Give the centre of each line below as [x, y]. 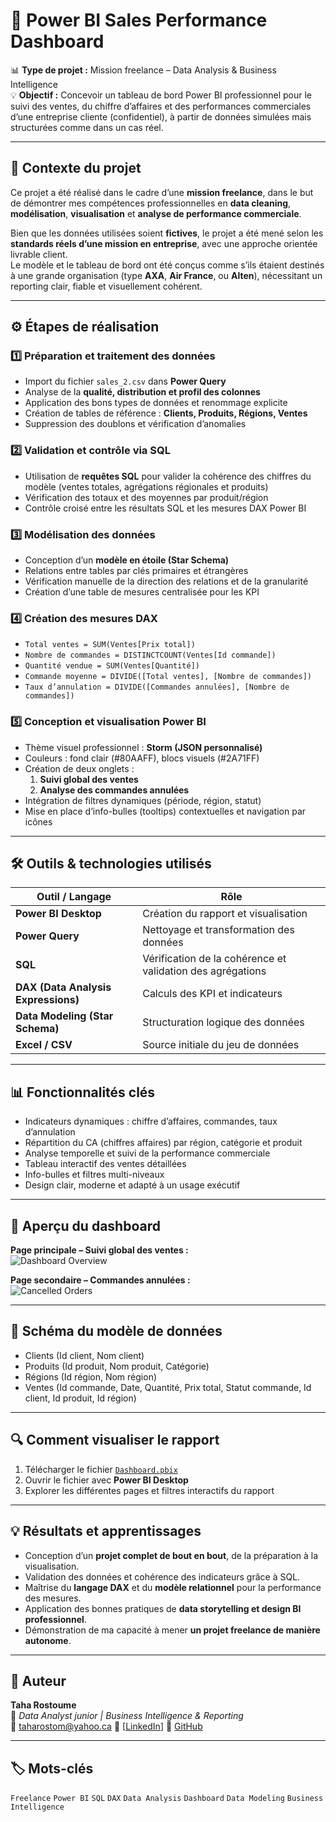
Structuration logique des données [223, 1022]
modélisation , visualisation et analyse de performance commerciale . [156, 213]
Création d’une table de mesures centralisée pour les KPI [142, 592]
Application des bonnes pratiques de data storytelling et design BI [163, 1608]
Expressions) [47, 1000]
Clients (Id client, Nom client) [84, 1355]
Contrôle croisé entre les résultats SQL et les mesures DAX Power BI [165, 508]
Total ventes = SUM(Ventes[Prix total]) [110, 645]
